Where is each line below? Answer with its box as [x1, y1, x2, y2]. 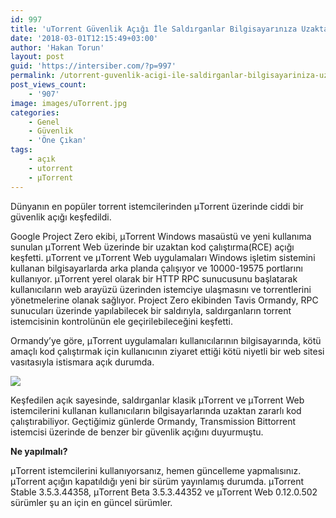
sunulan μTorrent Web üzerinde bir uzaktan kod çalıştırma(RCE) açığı [10, 241, 295, 253]
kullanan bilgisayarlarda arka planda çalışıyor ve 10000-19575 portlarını [10, 262, 303, 274]
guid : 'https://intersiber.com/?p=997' [10, 61, 177, 71]
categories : [10, 107, 60, 118]
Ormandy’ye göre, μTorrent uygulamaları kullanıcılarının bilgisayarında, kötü [10, 334, 322, 346]
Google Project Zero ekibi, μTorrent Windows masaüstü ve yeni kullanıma [10, 230, 312, 242]
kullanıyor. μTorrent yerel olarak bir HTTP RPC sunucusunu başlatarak [10, 272, 298, 285]
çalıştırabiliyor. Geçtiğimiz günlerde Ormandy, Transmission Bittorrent [10, 415, 297, 427]
